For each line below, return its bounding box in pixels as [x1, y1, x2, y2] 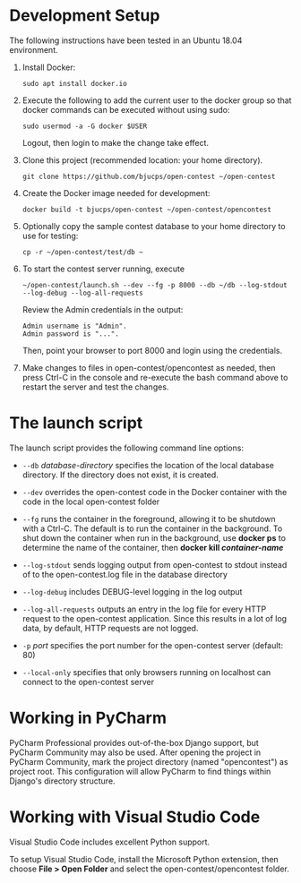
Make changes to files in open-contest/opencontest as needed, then [21, 362, 276, 373]
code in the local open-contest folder [21, 496, 160, 507]
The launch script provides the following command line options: [9, 442, 245, 453]
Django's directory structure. [9, 776, 116, 786]
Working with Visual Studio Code [9, 807, 261, 827]
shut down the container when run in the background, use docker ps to [21, 532, 287, 543]
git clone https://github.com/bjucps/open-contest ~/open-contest [21, 172, 276, 181]
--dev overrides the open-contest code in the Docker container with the [21, 486, 288, 497]
